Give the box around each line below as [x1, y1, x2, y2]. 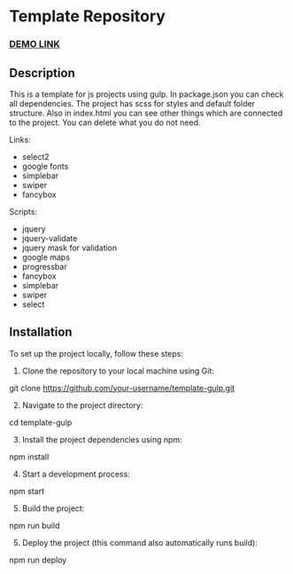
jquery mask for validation [21, 242, 118, 253]
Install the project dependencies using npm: [21, 434, 183, 444]
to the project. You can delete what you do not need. [9, 117, 201, 128]
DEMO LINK [9, 38, 60, 51]
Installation [9, 325, 73, 340]
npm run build [9, 520, 60, 531]
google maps [21, 251, 71, 263]
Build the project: [21, 503, 85, 514]
